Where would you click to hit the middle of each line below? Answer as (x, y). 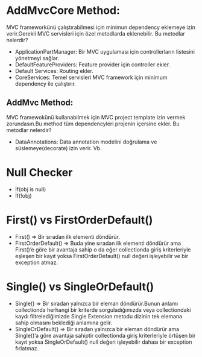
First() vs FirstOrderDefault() (80, 220)
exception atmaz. (36, 262)
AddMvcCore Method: (63, 11)
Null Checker (39, 172)
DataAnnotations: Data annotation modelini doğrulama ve (86, 142)
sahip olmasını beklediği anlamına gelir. (64, 323)
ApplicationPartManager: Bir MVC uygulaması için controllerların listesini (105, 51)
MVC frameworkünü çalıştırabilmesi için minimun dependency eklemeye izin (101, 27)
